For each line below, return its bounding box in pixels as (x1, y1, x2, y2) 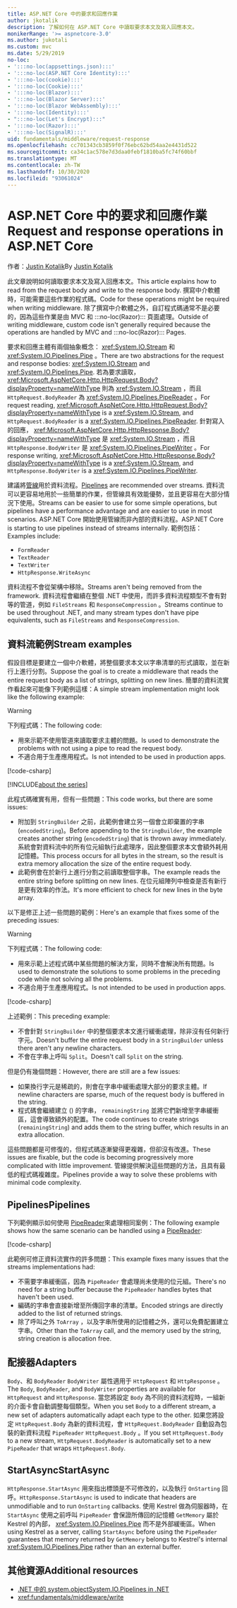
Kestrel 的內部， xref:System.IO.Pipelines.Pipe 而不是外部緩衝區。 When (7, 1519, 216, 1528)
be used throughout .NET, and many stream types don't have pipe (7, 608, 200, 617)
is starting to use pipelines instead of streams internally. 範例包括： (7, 524, 202, 533)
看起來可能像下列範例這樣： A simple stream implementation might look (13, 685, 220, 693)
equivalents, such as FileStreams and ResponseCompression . (7, 616, 180, 625)
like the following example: (7, 693, 85, 701)
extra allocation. (17, 1130, 65, 1139)
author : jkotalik (7, 17, 59, 24)
